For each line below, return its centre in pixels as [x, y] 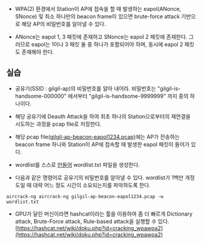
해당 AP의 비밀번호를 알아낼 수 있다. [64, 24]
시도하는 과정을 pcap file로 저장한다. [58, 124]
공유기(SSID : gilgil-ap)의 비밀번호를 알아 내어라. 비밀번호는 [85, 88]
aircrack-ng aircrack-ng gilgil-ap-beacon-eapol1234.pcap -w [85, 196]
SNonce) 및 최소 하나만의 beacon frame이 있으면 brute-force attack [97, 16]
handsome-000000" [41, 96]
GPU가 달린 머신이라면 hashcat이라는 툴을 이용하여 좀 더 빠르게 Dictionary [104, 214]
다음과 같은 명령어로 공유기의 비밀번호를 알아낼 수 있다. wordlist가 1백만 [99, 178]
